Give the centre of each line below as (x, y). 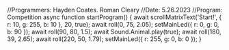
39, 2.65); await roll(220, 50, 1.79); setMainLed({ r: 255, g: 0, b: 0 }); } (104, 39)
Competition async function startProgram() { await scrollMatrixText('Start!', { (114, 17)
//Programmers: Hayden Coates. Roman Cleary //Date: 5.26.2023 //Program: (115, 10)
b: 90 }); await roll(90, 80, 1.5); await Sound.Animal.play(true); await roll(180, (114, 32)
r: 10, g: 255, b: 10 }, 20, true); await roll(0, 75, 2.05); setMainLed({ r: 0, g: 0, (113, 24)
